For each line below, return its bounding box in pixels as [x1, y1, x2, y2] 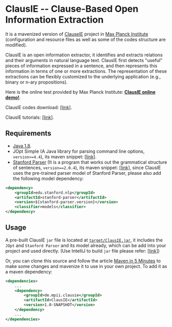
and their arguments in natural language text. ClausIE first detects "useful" [5, 57, 163, 63]
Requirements [5, 129, 51, 138]
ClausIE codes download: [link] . [5, 104, 72, 110]
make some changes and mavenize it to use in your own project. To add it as [5, 263, 167, 269]
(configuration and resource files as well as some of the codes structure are [5, 36, 166, 43]
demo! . [5, 94, 21, 100]
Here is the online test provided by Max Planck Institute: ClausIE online [5, 89, 156, 95]
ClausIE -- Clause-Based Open [5, 3, 139, 15]
